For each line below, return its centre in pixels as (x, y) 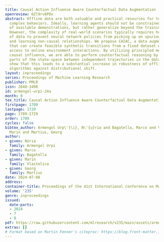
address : (14, 182)
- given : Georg (20, 168)
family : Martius (26, 173)
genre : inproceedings (27, 196)
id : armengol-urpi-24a (28, 91)
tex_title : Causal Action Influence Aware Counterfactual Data (71, 101)
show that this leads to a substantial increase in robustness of (78, 64)
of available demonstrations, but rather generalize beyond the (76, 28)
